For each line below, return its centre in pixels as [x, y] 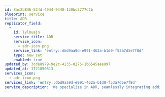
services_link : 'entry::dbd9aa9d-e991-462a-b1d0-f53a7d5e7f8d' [71, 82]
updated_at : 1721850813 [29, 69]
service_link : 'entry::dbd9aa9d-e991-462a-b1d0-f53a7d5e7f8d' [79, 50]
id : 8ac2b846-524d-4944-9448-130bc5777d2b [49, 10]
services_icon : [20, 73]
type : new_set [28, 55]
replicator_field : [23, 23]
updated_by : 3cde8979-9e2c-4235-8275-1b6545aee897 [58, 64]
